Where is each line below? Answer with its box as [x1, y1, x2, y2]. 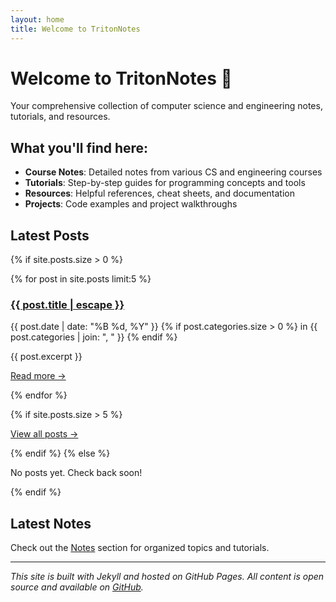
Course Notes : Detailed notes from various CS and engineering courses [24, 166, 323, 178]
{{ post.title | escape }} [10, 297, 125, 311]
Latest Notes [10, 515, 92, 532]
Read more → [10, 370, 67, 382]
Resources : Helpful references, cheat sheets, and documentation [24, 187, 295, 200]
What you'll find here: [10, 139, 149, 156]
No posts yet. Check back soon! [10, 467, 143, 479]
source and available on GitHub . [10, 581, 144, 593]
